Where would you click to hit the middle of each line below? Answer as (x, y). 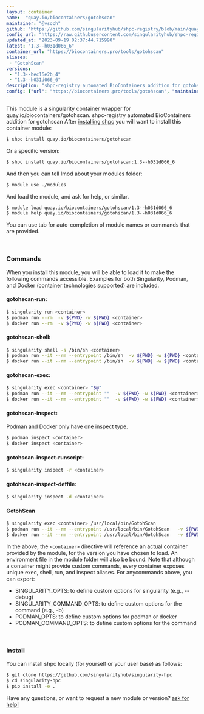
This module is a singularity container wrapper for (69, 108)
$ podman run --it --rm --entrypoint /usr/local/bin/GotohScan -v (95, 529)
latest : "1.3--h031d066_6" (40, 46)
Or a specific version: (33, 150)
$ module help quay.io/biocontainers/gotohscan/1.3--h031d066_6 (89, 213)
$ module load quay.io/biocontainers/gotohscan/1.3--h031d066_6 (89, 208)
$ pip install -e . (31, 687)
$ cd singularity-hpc (34, 681)
